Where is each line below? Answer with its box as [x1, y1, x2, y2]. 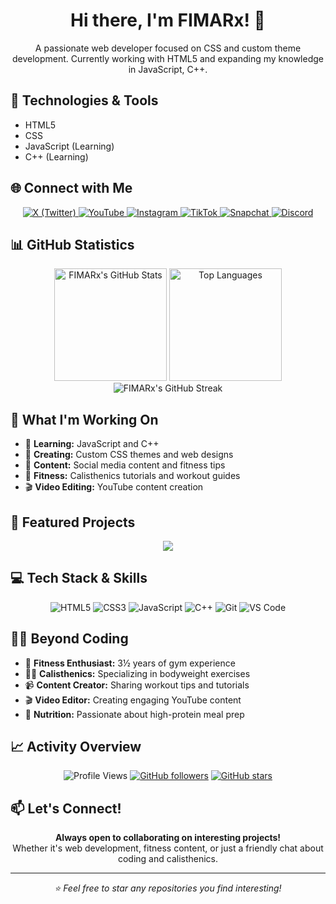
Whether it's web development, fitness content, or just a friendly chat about [12, 842, 324, 854]
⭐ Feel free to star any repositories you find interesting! [54, 882, 282, 894]
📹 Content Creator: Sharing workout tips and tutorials [24, 679, 250, 691]
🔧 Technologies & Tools [10, 92, 159, 109]
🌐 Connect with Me [10, 180, 133, 197]
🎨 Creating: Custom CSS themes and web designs [24, 449, 234, 461]
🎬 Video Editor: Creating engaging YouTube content [24, 694, 242, 706]
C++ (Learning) [24, 150, 89, 163]
